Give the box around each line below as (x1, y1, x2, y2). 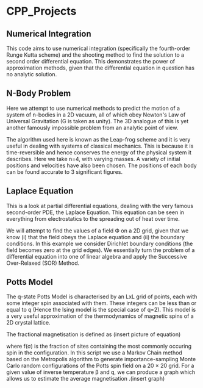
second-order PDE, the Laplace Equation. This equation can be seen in (6, 209, 185, 216)
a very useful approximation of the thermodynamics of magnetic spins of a (6, 312, 194, 320)
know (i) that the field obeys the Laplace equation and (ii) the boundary (6, 233, 185, 240)
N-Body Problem (6, 88, 71, 99)
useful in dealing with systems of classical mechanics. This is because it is (6, 142, 194, 149)
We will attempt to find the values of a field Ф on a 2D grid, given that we (6, 227, 189, 234)
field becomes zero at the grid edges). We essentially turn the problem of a (6, 246, 195, 254)
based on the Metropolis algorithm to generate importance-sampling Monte (6, 356, 196, 363)
